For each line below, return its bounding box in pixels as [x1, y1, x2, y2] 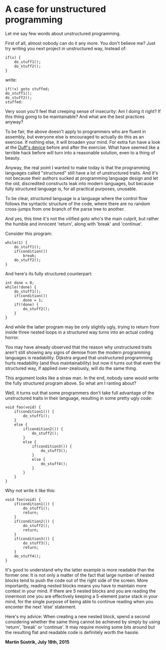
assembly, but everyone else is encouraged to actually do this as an [5, 133, 144, 140]
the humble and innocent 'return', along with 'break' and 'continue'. [5, 220, 143, 227]
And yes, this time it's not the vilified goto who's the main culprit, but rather [5, 216, 159, 221]
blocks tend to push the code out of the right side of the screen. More [5, 577, 148, 583]
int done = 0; [5, 280, 35, 285]
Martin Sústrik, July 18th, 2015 [5, 639, 70, 645]
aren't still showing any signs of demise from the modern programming [5, 349, 151, 355]
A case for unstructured [5, 3, 106, 15]
